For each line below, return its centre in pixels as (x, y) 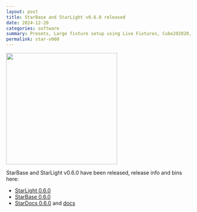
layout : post (22, 12)
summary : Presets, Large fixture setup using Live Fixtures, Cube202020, (99, 34)
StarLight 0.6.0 (33, 190)
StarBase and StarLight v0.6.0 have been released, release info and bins (94, 173)
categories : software (33, 28)
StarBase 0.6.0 (33, 197)
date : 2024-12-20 (28, 23)
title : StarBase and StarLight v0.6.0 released (66, 17)
